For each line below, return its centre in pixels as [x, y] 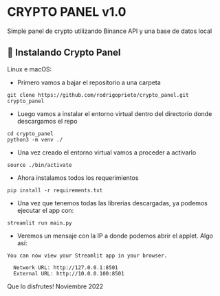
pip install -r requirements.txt [55, 190]
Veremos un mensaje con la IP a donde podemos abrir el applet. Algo [115, 236]
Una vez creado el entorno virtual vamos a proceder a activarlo [107, 152]
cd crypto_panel [30, 134]
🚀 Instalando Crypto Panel [64, 53]
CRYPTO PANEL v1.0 [67, 12]
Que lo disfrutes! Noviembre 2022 [55, 286]
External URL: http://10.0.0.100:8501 [69, 273]
